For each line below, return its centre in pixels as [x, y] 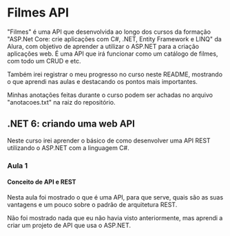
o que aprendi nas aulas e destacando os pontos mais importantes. [103, 81]
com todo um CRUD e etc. [44, 61]
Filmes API [38, 13]
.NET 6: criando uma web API [71, 124]
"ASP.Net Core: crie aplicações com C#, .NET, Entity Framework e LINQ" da [114, 39]
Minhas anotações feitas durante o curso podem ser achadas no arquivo [110, 95]
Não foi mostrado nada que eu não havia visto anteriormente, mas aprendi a [115, 217]
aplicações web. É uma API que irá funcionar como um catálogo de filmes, [113, 54]
